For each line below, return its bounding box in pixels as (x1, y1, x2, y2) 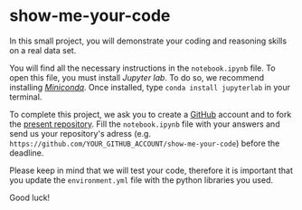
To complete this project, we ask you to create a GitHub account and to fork (9, 109, 292, 119)
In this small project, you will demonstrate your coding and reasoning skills (9, 35, 288, 46)
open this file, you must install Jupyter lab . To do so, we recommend (9, 72, 265, 82)
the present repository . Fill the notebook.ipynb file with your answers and (9, 119, 280, 129)
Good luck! (9, 192, 51, 203)
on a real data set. (9, 44, 77, 55)
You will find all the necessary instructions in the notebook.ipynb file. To (9, 62, 276, 73)
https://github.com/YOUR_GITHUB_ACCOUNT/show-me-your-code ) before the (9, 138, 280, 148)
